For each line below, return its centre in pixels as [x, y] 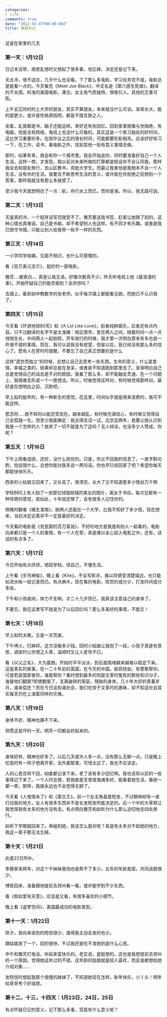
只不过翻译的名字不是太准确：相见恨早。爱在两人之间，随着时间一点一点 [88, 332]
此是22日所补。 [21, 858]
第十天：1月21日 [24, 846]
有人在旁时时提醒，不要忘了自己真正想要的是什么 [72, 351]
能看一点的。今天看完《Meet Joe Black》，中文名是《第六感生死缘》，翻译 [84, 86]
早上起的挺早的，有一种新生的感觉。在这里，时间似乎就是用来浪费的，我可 [81, 397]
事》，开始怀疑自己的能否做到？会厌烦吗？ [48, 283]
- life [12, 14]
